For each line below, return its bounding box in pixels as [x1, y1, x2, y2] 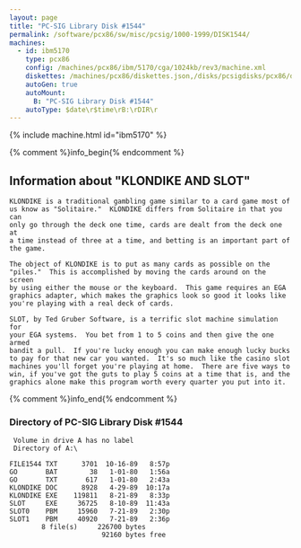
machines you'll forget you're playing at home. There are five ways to [9, 362, 291, 371]
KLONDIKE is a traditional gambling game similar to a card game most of [9, 197, 291, 207]
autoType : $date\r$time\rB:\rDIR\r [25, 105, 159, 114]
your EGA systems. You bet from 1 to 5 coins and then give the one [9, 331, 275, 340]
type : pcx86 [25, 55, 70, 64]
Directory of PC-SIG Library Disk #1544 [9, 415, 184, 428]
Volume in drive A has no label [13, 437, 134, 446]
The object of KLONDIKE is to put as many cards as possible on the [9, 260, 271, 270]
